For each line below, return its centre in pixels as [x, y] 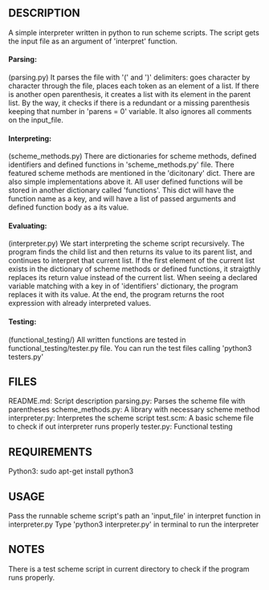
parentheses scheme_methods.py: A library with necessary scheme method [134, 409]
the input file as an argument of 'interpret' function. [93, 41]
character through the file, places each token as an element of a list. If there [134, 86]
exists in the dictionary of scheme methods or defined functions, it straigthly [134, 269]
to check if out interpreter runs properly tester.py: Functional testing [120, 427]
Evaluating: [28, 226]
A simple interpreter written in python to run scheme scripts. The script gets [134, 32]
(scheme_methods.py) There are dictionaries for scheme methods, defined [132, 157]
